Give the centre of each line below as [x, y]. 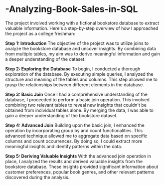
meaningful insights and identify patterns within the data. [64, 146]
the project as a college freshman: [40, 33]
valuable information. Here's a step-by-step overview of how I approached [82, 28]
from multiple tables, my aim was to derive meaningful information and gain [83, 54]
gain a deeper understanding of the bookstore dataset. [62, 115]
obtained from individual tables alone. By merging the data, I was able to [79, 110]
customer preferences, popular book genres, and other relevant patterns [80, 172]
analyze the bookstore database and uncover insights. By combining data [81, 48]
